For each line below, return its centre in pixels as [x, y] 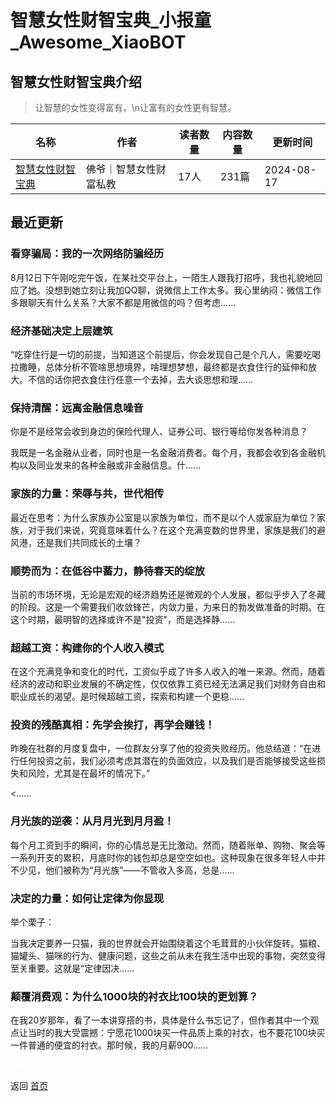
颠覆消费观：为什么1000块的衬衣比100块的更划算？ [134, 996]
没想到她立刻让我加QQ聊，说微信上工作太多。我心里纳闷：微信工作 [183, 290]
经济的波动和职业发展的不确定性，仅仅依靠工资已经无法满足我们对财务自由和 [168, 684]
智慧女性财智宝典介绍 [76, 81]
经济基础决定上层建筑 [61, 331]
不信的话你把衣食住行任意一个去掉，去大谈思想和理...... [140, 379]
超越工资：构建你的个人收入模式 [87, 648]
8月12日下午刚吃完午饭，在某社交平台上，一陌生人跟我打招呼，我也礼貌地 [162, 277]
